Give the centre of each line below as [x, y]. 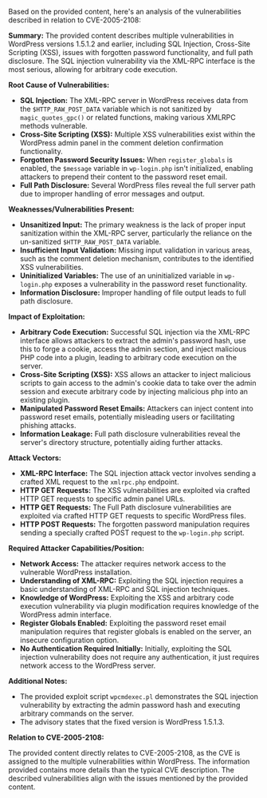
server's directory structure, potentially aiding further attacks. [121, 442]
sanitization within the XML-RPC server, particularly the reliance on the [136, 233]
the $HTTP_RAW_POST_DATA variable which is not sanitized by [116, 109]
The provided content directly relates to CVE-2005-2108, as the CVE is [124, 753]
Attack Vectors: [35, 458]
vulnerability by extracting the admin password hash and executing [130, 705]
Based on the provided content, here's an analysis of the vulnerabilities [125, 12]
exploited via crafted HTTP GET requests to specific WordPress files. [133, 516]
